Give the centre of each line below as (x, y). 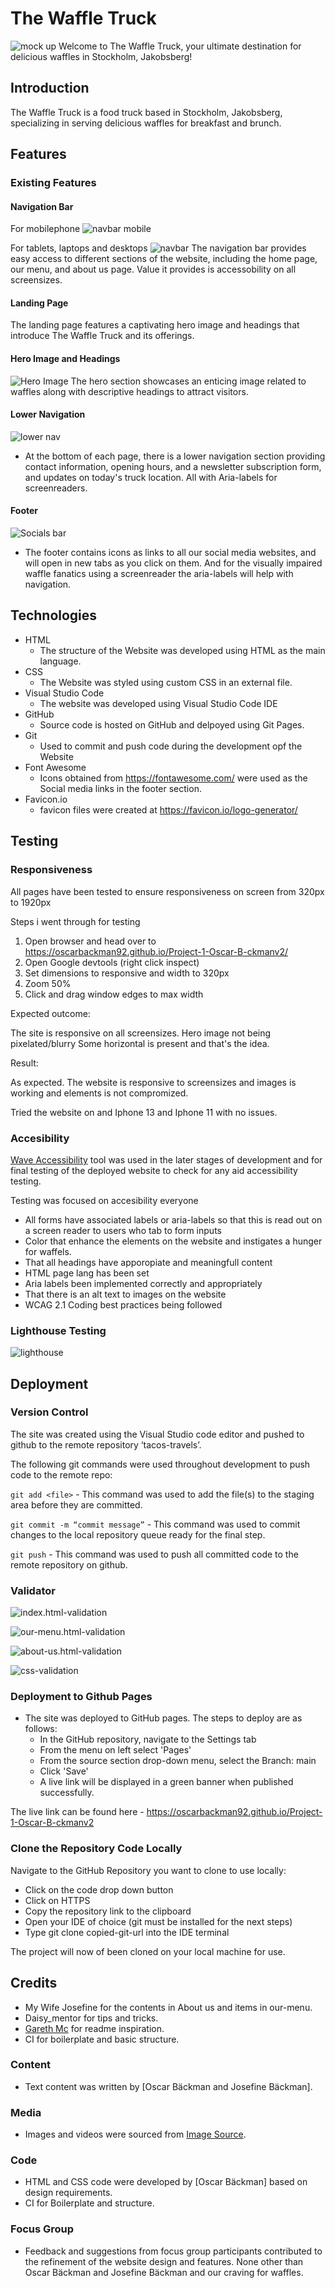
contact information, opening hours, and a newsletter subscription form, (173, 466)
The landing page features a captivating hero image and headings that (155, 325)
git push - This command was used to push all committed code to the (154, 1554)
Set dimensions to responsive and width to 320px (127, 973)
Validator (33, 1590)
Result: (24, 1063)
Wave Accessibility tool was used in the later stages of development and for (166, 1159)
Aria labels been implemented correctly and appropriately (143, 1283)
